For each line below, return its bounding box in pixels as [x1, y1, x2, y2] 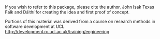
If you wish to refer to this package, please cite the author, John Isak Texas [5, 4, 155, 10]
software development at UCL [5, 24, 65, 29]
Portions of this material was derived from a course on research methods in [5, 19, 156, 24]
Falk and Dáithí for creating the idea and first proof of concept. [5, 9, 130, 15]
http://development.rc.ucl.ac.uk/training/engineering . [5, 29, 111, 34]
